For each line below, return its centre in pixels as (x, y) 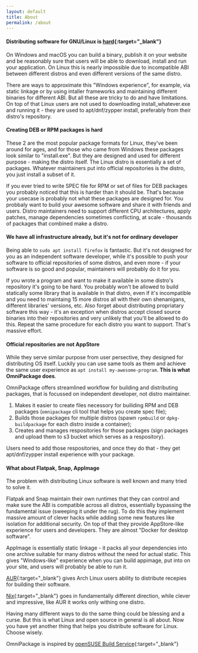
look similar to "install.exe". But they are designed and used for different (93, 155)
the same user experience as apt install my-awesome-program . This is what (98, 370)
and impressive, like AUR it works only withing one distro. (76, 602)
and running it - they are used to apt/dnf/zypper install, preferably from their (99, 110)
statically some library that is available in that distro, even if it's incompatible (99, 293)
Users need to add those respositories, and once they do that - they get (93, 448)
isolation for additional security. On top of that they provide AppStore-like (95, 524)
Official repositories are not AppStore (53, 344)
